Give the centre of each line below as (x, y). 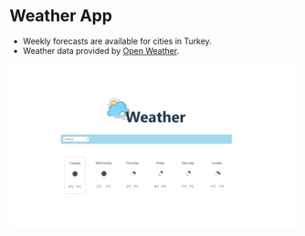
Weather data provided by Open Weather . (101, 50)
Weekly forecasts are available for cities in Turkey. (117, 41)
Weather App (61, 16)
